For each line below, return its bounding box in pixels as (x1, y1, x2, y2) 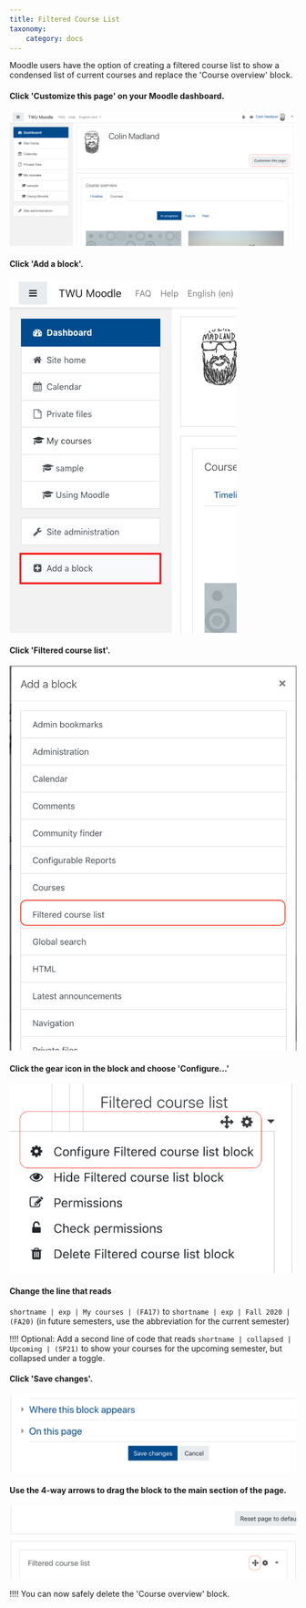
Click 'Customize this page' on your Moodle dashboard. (9, 90, 225, 101)
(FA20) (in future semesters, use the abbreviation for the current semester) (9, 1316, 290, 1327)
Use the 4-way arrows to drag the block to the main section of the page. (9, 1485, 287, 1496)
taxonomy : (9, 24, 47, 34)
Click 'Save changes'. (9, 1373, 94, 1384)
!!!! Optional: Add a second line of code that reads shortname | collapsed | (9, 1333, 292, 1344)
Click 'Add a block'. (9, 258, 84, 269)
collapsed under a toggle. (9, 1352, 106, 1363)
